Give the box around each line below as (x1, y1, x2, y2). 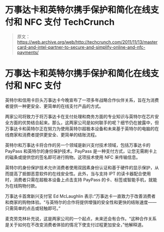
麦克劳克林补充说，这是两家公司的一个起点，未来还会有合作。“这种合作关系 (5, 215, 157, 221)
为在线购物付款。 (5, 183, 40, 189)
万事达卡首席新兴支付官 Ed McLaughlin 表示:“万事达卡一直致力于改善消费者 (5, 193, 156, 199)
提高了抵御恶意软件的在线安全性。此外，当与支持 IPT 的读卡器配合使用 (9, 171, 151, 177)
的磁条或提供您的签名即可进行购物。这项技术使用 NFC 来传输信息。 (5, 154, 141, 160)
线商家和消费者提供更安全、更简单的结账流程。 (5, 132, 99, 138)
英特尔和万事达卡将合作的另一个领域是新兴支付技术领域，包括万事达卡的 (5, 142, 150, 148)
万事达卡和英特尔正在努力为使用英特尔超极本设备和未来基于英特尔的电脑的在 (5, 125, 159, 131)
